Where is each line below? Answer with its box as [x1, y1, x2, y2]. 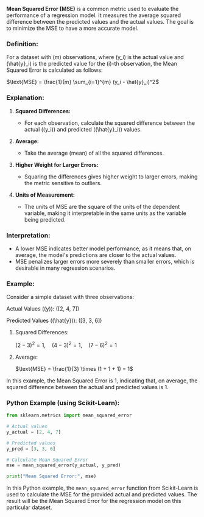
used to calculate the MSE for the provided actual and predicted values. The [6, 491, 197, 498]
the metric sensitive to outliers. [24, 179, 102, 186]
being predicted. [24, 216, 66, 223]
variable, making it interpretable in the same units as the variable [24, 209, 187, 217]
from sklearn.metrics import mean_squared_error [6, 412, 132, 419]
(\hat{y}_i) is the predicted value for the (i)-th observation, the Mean [6, 60, 178, 68]
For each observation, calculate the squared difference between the [24, 119, 195, 127]
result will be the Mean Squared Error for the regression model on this [6, 498, 181, 505]
